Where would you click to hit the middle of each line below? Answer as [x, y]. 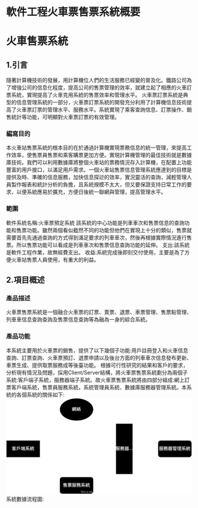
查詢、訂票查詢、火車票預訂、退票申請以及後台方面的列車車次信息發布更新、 [99, 358]
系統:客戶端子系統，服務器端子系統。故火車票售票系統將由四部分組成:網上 [95, 380]
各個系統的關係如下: [40, 394]
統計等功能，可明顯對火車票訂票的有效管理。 [65, 117]
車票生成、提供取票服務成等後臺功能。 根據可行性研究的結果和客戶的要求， [97, 365]
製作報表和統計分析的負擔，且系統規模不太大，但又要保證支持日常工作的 [99, 185]
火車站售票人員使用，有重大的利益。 [55, 260]
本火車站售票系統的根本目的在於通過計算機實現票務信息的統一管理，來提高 [96, 148]
